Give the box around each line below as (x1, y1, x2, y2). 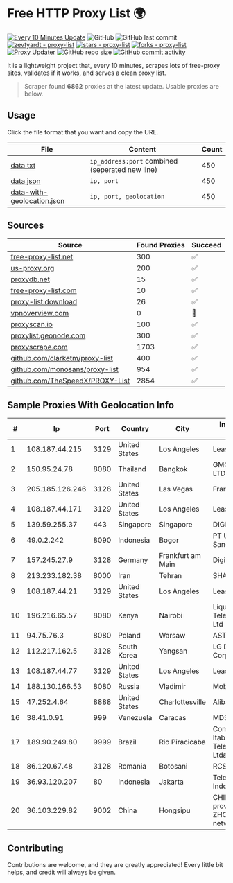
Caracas (159, 713, 187, 723)
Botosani (159, 762, 188, 771)
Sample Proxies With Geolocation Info (7, 399, 175, 411)
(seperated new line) (89, 164, 158, 174)
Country (121, 424, 149, 434)
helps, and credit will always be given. (7, 868, 116, 877)
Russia (117, 682, 140, 692)
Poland (117, 631, 141, 640)
